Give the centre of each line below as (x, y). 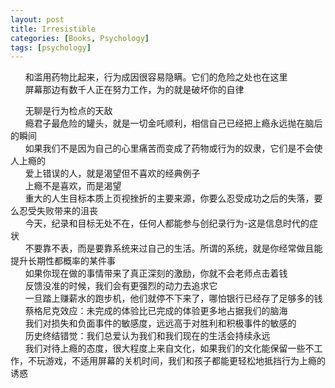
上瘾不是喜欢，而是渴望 (73, 186)
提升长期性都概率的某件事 (63, 261)
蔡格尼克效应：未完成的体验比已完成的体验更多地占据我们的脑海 (156, 311)
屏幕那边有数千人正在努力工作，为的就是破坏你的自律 (134, 90)
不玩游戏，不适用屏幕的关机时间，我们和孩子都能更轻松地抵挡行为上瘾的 (176, 361)
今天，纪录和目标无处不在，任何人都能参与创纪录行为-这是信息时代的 (167, 223)
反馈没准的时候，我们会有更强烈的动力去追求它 (121, 286)
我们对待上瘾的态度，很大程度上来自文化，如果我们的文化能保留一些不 (169, 348)
